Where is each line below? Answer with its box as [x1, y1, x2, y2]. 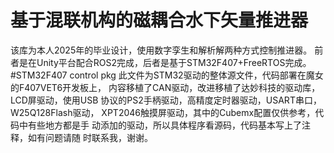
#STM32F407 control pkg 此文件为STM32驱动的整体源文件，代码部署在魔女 [10, 69, 324, 81]
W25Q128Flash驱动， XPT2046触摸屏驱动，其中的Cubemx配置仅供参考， [10, 106, 316, 118]
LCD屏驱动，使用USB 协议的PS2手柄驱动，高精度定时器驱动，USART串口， [10, 94, 322, 106]
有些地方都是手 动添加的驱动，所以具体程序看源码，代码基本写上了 [27, 119, 302, 131]
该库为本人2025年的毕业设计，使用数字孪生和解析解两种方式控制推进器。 [10, 44, 313, 56]
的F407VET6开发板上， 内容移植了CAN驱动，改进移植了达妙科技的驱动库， [10, 81, 321, 93]
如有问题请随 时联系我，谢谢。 [27, 131, 153, 143]
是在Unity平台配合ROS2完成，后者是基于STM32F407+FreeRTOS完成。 [18, 56, 312, 68]
